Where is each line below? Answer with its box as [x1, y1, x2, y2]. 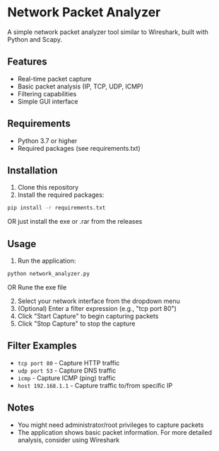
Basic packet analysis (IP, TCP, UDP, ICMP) [17, 82, 143, 91]
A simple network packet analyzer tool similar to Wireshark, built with [7, 28, 208, 36]
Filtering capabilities [17, 89, 77, 98]
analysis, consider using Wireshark [17, 435, 120, 444]
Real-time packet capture [17, 74, 92, 83]
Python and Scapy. [7, 35, 62, 43]
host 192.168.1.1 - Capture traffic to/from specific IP [17, 381, 173, 389]
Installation [7, 164, 58, 176]
